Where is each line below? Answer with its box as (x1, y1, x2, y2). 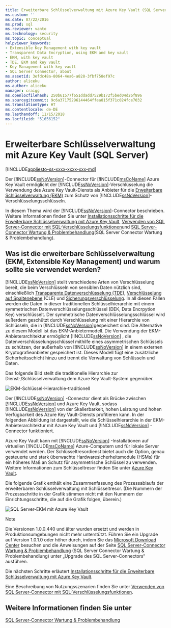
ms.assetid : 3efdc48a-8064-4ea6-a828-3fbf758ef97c (5, 74, 115, 79)
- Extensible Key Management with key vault (5, 45, 101, 50)
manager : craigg (5, 88, 40, 93)
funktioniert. (28, 428, 54, 434)
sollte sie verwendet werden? (5, 266, 101, 274)
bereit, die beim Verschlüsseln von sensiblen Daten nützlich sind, (5, 284, 141, 291)
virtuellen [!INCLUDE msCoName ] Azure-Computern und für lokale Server (5, 443, 159, 449)
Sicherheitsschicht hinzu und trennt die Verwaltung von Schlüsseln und (5, 355, 155, 361)
